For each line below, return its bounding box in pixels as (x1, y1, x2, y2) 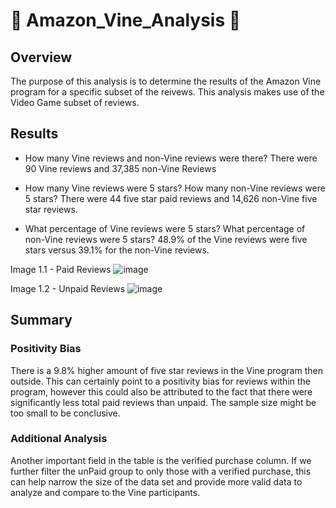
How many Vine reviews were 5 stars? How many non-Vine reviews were (24, 182, 326, 194)
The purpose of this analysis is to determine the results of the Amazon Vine (10, 75, 322, 87)
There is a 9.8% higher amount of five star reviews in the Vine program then (10, 364, 323, 376)
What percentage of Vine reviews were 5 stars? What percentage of (24, 222, 306, 234)
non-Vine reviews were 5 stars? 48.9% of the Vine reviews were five (24, 233, 308, 245)
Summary (10, 312, 73, 329)
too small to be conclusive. (10, 407, 121, 419)
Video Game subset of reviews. (10, 97, 140, 108)
